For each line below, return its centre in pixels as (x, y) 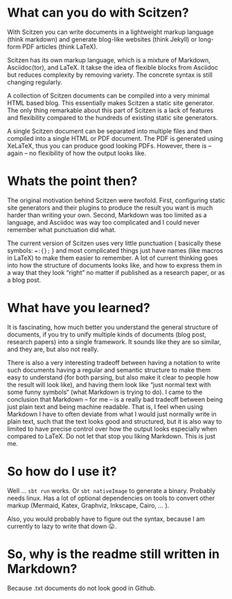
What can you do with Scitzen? (98, 13)
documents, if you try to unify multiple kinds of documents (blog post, (107, 334)
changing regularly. (35, 82)
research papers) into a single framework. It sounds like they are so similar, (114, 341)
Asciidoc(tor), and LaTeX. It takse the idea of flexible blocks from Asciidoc (113, 67)
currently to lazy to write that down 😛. (62, 526)
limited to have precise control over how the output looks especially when (112, 429)
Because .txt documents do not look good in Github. (81, 588)
